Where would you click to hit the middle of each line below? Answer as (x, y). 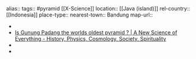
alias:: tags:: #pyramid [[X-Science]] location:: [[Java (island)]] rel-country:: (98, 9)
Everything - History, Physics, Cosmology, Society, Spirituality (90, 39)
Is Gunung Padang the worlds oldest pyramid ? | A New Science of (96, 32)
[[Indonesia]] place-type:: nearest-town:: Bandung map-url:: (79, 15)
